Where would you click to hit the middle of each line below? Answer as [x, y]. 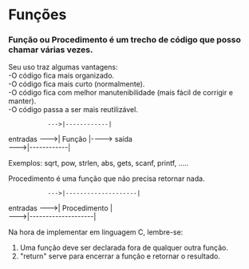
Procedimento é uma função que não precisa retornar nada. [107, 179]
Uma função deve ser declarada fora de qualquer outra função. [124, 248]
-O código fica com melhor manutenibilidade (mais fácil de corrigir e [121, 93]
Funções [38, 15]
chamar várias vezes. [51, 50]
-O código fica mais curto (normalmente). [77, 84]
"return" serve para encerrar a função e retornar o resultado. [120, 256]
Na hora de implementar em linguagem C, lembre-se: [96, 232]
